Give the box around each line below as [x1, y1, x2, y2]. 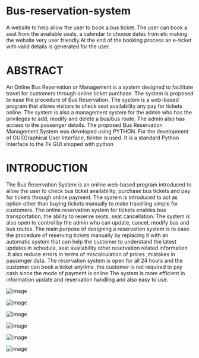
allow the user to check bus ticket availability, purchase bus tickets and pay [6, 187, 191, 194]
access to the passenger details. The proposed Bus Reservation [6, 121, 163, 129]
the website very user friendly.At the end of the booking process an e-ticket [6, 36, 192, 43]
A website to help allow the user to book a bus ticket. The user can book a [6, 24, 188, 31]
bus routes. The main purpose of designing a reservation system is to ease [6, 225, 189, 232]
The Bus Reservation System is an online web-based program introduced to [6, 180, 192, 188]
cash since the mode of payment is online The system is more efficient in [6, 269, 185, 276]
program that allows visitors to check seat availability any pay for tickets [6, 102, 183, 110]
